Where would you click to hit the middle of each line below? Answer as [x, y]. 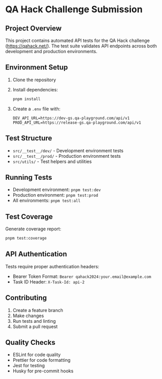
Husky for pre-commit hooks [43, 371]
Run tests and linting [34, 321]
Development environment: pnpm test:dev [57, 189]
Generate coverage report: [33, 229]
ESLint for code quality [37, 355]
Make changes [28, 316]
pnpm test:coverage [26, 239]
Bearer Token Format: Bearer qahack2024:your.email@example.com [82, 276]
